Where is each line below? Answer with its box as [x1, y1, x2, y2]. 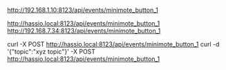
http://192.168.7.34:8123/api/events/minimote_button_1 [7, 27, 161, 35]
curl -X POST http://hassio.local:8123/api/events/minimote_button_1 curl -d [7, 40, 220, 48]
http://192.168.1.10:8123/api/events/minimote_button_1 [7, 6, 159, 14]
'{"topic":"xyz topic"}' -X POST [7, 48, 95, 55]
